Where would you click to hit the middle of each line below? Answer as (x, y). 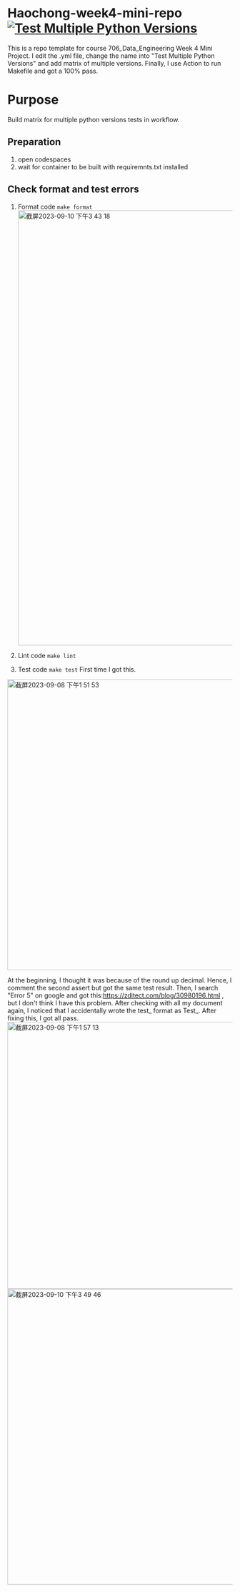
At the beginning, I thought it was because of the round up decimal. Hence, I (120, 980)
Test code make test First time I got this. (77, 669)
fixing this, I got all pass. (43, 1018)
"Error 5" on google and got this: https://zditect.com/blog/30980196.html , (116, 995)
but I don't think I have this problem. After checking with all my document (115, 1003)
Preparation (34, 142)
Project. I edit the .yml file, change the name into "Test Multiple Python (111, 56)
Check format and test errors (73, 190)
